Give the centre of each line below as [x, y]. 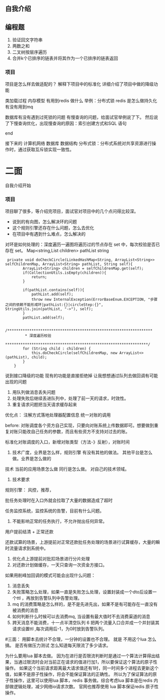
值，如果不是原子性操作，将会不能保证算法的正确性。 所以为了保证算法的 [79, 674]
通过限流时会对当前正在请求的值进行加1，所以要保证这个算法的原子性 [88, 662]
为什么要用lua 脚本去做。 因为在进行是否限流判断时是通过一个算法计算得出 [80, 656]
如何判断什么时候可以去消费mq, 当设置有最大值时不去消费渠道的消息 [81, 616]
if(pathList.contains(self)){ [54, 290]
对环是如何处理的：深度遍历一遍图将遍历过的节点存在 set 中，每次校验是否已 [83, 244]
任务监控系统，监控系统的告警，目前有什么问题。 [55, 511]
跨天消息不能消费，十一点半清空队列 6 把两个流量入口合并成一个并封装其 [86, 622]
